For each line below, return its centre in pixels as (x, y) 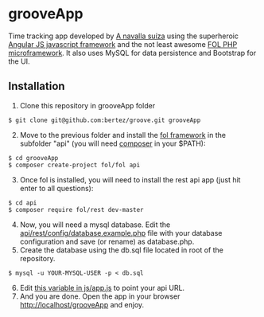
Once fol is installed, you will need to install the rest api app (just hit (130, 179)
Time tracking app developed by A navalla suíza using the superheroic (123, 36)
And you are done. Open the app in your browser (100, 296)
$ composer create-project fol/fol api (74, 165)
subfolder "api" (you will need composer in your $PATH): (113, 143)
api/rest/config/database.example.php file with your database (121, 233)
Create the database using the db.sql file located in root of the (122, 250)
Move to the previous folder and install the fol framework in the (123, 135)
